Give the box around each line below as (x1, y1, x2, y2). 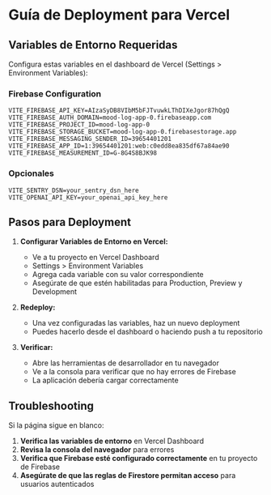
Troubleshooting (8, 399, 95, 412)
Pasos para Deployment (8, 215, 132, 228)
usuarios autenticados (19, 480, 95, 489)
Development (32, 287, 77, 297)
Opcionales (8, 168, 55, 179)
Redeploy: (19, 302, 56, 313)
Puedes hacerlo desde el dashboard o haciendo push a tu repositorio (32, 326, 263, 337)
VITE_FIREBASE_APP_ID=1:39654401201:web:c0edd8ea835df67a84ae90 (8, 142, 230, 151)
